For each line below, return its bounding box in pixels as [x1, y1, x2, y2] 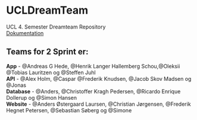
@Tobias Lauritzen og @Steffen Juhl [6, 69, 96, 76]
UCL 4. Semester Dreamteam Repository [6, 23, 106, 30]
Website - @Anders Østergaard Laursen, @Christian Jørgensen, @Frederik [6, 100, 192, 108]
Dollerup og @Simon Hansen [6, 94, 77, 101]
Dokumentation [6, 29, 44, 36]
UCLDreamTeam [6, 4, 89, 17]
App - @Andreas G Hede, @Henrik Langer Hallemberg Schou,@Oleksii [6, 62, 180, 70]
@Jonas [6, 81, 27, 89]
